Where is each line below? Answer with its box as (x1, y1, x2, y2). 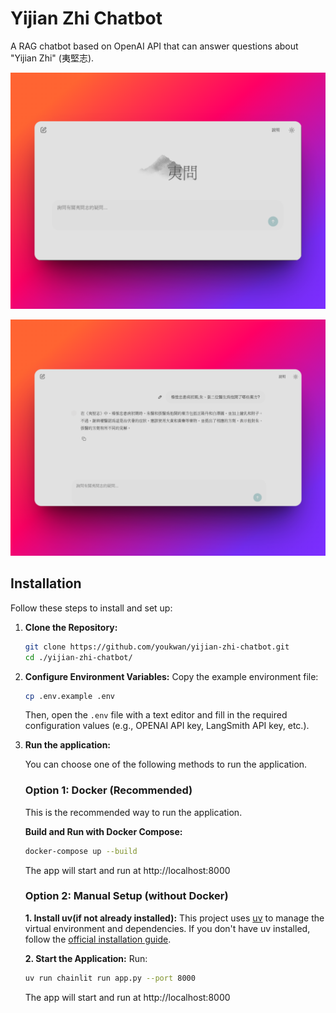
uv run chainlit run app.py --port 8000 (24, 973, 196, 983)
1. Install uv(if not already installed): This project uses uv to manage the (24, 912, 325, 924)
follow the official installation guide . (24, 933, 172, 945)
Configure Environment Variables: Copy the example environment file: (24, 670, 319, 682)
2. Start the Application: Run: (24, 952, 148, 964)
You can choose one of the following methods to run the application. (24, 758, 308, 771)
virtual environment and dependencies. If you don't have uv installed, (24, 922, 311, 934)
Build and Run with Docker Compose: (24, 825, 183, 837)
